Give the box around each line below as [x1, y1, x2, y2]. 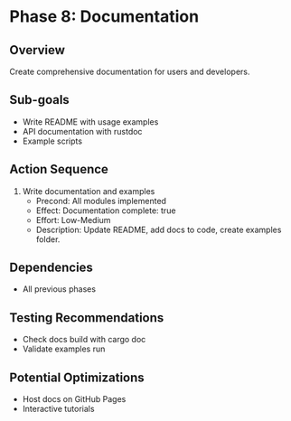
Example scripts [22, 136, 83, 146]
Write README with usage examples [22, 116, 159, 127]
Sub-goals [9, 92, 70, 108]
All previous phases [22, 284, 97, 295]
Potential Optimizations [9, 370, 145, 385]
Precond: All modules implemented [35, 195, 167, 206]
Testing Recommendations [9, 310, 164, 325]
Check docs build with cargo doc [22, 334, 146, 345]
